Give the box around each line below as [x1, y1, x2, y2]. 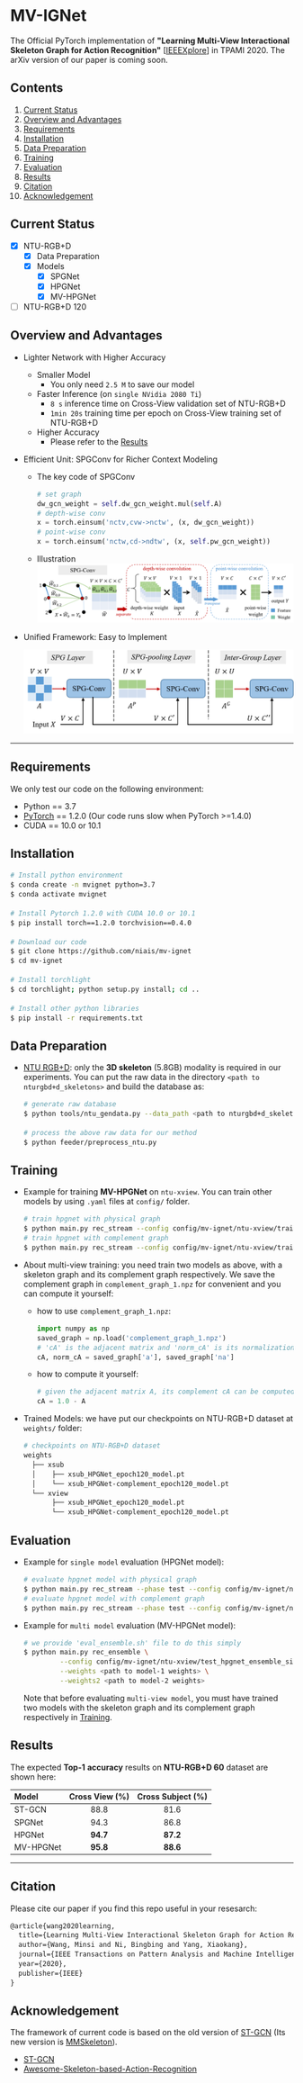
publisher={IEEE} [18, 1969, 84, 1978]
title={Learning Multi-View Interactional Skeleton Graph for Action [18, 1931, 284, 1940]
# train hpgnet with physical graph [22, 1214, 161, 1224]
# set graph [36, 490, 82, 499]
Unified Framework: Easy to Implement [22, 632, 167, 643]
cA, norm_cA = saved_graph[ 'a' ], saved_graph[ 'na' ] [36, 1352, 235, 1362]
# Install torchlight [10, 976, 92, 985]
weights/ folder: [22, 1423, 83, 1434]
